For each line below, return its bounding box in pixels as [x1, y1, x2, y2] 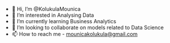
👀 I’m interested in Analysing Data [11, 12, 94, 19]
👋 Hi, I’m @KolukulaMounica [11, 6, 81, 12]
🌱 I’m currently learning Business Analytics [11, 18, 117, 24]
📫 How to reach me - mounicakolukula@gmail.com [11, 31, 138, 37]
